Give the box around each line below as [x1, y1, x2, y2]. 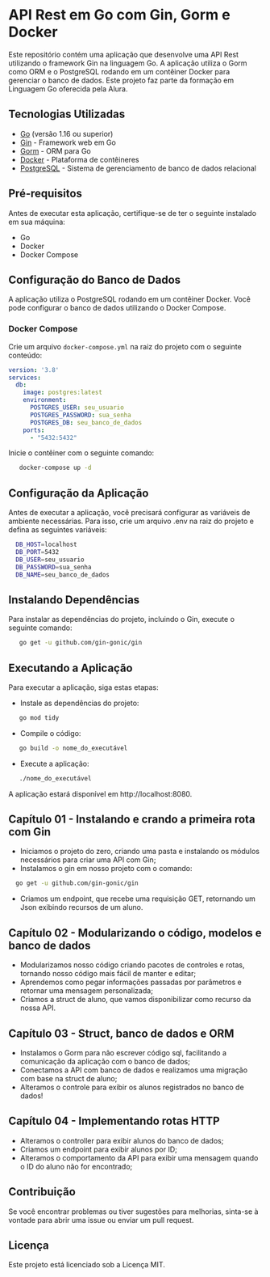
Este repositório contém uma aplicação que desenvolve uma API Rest [8, 49, 239, 59]
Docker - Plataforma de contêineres [19, 154, 139, 164]
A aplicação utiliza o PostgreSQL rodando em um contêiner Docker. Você [8, 294, 251, 304]
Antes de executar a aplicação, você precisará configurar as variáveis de [8, 508, 251, 518]
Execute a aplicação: [19, 759, 89, 768]
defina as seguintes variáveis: [8, 525, 107, 535]
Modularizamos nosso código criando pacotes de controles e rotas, [19, 960, 245, 970]
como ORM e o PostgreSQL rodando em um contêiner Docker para [8, 66, 231, 76]
